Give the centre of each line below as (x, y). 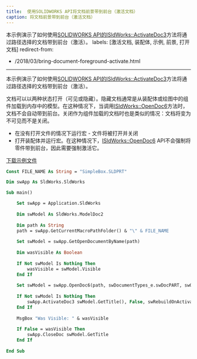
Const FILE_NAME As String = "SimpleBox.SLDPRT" (67, 171)
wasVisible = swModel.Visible (64, 269)
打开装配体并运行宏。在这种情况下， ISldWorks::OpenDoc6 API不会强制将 (103, 140)
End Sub (16, 351)
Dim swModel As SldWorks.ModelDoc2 (60, 214)
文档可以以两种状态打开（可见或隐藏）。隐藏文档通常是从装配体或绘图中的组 (97, 98)
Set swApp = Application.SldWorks (59, 204)
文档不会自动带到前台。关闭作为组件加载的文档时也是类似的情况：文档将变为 (98, 113)
